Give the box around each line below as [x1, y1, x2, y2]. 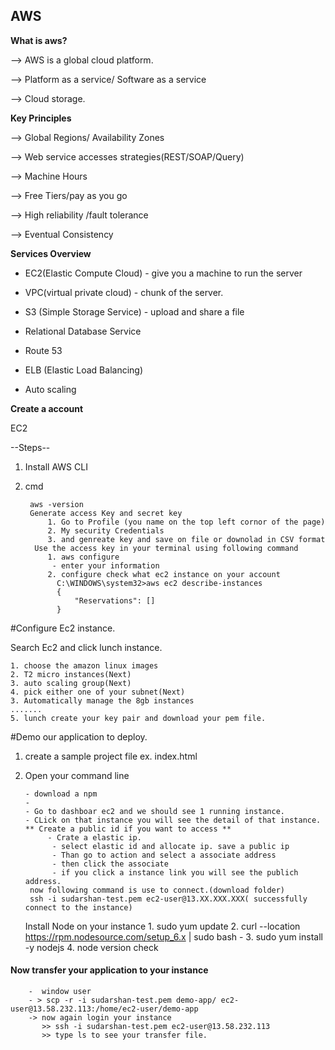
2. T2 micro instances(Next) [10, 669, 132, 679]
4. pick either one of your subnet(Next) [10, 687, 186, 697]
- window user [28, 987, 92, 997]
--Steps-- [10, 441, 51, 453]
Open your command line [24, 769, 130, 781]
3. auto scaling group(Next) [10, 678, 132, 688]
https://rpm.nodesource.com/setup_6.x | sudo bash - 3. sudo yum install [24, 930, 323, 943]
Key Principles [10, 112, 72, 124]
